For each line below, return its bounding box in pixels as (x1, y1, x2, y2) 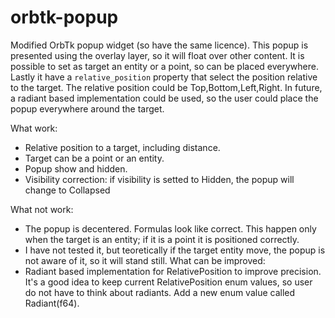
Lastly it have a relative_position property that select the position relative (10, 71, 318, 83)
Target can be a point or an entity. (24, 152, 165, 164)
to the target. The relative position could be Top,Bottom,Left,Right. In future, (10, 81, 323, 93)
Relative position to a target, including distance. (24, 141, 221, 153)
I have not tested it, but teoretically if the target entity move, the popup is (24, 244, 326, 256)
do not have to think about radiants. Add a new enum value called (24, 286, 296, 298)
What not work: (10, 203, 74, 215)
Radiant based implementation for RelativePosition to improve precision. (24, 265, 322, 277)
